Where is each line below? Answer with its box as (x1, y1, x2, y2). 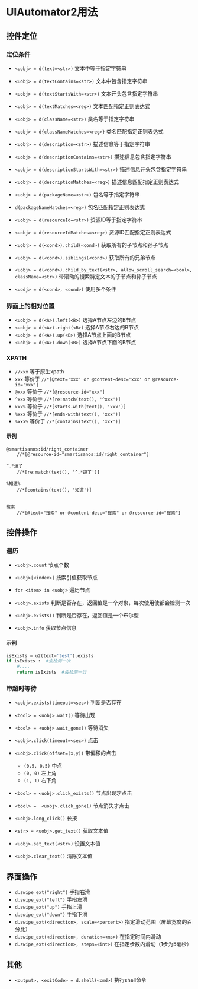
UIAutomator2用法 (6, 5, 98, 19)
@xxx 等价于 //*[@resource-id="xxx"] (14, 388, 105, 395)
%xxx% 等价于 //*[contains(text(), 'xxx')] (14, 418, 121, 425)
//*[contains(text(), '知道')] (17, 487, 92, 493)
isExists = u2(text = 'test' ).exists (6, 652, 94, 659)
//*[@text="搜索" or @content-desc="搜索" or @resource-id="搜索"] (17, 510, 181, 516)
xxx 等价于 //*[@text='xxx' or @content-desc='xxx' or (14, 375, 150, 383)
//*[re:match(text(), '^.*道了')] (17, 469, 100, 475)
